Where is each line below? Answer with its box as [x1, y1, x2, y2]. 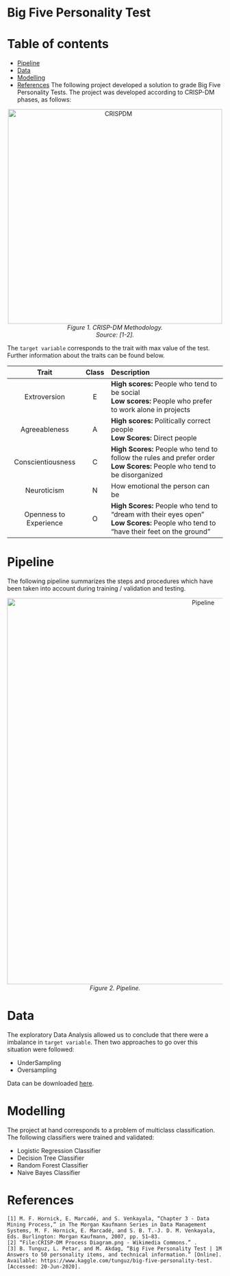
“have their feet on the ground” [110, 527, 211, 536]
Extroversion [24, 392, 65, 402]
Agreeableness [20, 424, 70, 434]
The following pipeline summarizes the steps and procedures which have [7, 577, 214, 585]
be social [110, 388, 140, 398]
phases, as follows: [16, 95, 72, 104]
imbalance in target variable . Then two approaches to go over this [7, 1038, 199, 1046]
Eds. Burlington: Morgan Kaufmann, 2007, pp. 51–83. [7, 1233, 161, 1240]
